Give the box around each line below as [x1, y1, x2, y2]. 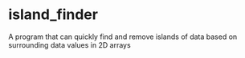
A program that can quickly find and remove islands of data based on [8, 32, 238, 41]
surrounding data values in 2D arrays [8, 40, 131, 49]
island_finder [8, 6, 99, 24]
